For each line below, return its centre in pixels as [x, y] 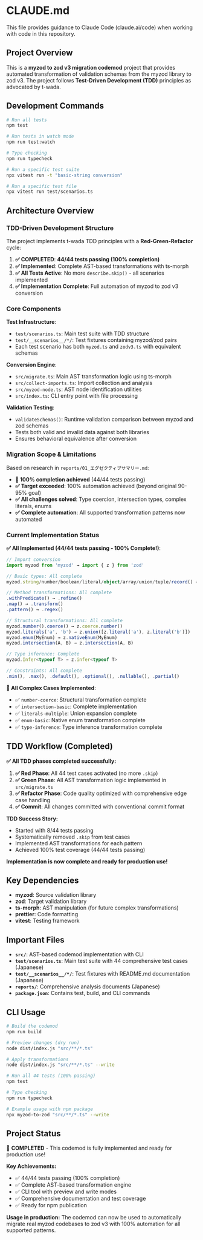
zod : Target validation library [51, 902]
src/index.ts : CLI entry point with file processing [76, 396]
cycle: [14, 247]
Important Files [35, 940]
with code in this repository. [41, 33]
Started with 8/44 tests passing [54, 830]
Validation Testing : [30, 407]
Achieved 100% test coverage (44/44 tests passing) [80, 850]
